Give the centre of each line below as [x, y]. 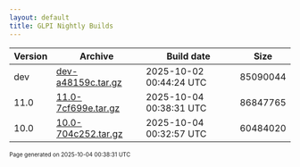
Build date [188, 56]
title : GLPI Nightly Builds [62, 26]
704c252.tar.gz [90, 133]
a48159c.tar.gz [89, 82]
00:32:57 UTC [176, 133]
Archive [97, 56]
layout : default [39, 17]
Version [31, 56]
